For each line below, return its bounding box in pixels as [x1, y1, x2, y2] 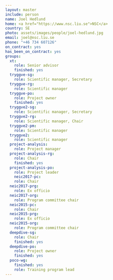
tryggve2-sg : [9, 105, 37, 110]
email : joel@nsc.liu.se [5, 35, 55, 40]
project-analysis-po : [9, 165, 55, 170]
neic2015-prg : [9, 212, 39, 217]
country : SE [5, 26, 30, 31]
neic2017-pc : [14, 174, 41, 180]
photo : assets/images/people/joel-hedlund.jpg [5, 30, 104, 35]
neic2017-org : [9, 193, 39, 198]
